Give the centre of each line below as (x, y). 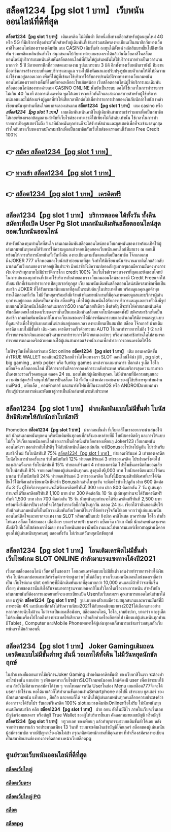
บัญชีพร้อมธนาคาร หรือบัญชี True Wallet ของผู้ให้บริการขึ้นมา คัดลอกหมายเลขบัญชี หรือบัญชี (83, 715)
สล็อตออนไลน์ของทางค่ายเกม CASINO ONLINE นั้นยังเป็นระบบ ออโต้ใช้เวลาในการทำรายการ (85, 88)
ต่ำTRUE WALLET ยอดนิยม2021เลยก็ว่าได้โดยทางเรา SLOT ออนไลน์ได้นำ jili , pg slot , (84, 357)
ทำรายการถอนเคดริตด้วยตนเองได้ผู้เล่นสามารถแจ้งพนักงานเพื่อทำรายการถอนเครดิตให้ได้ (78, 340)
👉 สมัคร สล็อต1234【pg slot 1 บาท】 (59, 152)
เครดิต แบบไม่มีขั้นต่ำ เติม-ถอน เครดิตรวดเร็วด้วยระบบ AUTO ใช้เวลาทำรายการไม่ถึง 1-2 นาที (84, 329)
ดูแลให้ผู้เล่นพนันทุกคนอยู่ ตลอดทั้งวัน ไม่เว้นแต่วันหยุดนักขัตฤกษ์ (60, 533)
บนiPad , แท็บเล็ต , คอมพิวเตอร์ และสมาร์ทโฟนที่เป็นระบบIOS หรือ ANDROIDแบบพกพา (82, 385)
